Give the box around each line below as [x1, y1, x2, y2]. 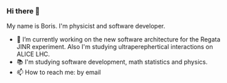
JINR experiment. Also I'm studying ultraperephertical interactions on [16, 43, 213, 51]
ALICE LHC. [16, 50, 50, 58]
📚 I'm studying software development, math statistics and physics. [16, 58, 208, 66]
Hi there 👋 [6, 6, 41, 16]
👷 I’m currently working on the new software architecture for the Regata [16, 35, 221, 44]
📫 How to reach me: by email [16, 68, 101, 77]
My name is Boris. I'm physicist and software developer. [6, 22, 166, 30]
